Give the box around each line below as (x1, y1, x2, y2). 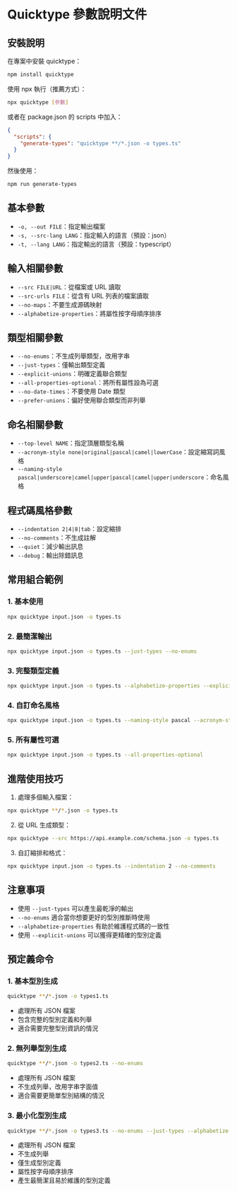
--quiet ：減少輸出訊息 (17, 542, 83, 551)
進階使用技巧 (7, 772, 63, 785)
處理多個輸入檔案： (17, 793, 74, 801)
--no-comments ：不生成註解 (17, 533, 97, 542)
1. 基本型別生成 (7, 976, 59, 986)
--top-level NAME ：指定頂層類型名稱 (17, 439, 125, 448)
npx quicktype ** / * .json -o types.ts (7, 807, 119, 814)
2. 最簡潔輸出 (7, 631, 52, 641)
